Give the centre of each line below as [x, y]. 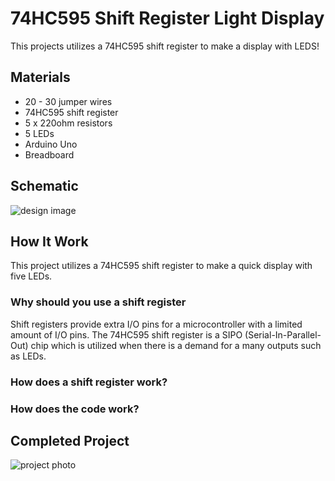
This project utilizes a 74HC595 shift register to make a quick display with [161, 266]
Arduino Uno [51, 144]
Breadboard [49, 154]
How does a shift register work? [89, 382]
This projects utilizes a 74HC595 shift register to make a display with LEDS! [165, 46]
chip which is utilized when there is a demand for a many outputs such [176, 345]
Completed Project [70, 440]
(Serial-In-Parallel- [283, 334]
